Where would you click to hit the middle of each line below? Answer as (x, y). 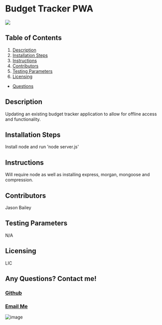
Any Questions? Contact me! (51, 279)
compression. (19, 180)
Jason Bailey (18, 207)
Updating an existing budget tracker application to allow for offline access (81, 114)
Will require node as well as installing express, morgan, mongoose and (78, 175)
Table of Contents (34, 38)
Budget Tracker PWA (49, 9)
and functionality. (23, 119)
